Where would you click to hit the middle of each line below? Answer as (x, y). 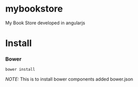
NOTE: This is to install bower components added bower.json (69, 79)
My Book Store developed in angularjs (45, 23)
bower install (20, 70)
